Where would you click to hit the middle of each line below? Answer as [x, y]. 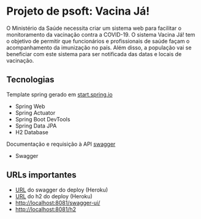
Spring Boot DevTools [43, 119]
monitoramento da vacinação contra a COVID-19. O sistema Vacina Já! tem [101, 34]
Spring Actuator [35, 113]
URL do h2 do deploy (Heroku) [54, 196]
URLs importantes [41, 175]
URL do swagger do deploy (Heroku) [62, 190]
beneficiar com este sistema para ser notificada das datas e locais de [94, 54]
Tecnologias [30, 80]
